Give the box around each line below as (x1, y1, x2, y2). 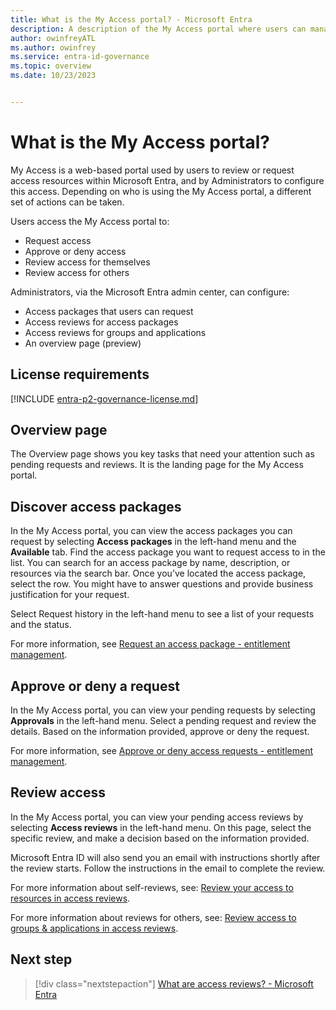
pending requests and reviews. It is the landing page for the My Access (10, 459, 304, 471)
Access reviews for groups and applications (24, 326, 207, 338)
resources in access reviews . (10, 892, 131, 904)
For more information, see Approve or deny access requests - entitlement (10, 745, 313, 757)
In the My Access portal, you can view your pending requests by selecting (10, 704, 316, 716)
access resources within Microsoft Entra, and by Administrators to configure (10, 174, 325, 186)
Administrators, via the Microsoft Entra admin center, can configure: (10, 286, 290, 298)
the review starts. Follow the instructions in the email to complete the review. (10, 862, 326, 874)
